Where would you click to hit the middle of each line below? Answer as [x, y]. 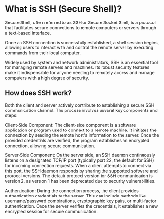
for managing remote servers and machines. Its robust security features [77, 67]
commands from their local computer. [43, 53]
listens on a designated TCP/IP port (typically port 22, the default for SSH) [80, 160]
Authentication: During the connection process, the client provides [72, 190]
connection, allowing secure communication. [50, 146]
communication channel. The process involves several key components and [81, 110]
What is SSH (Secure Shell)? [63, 9]
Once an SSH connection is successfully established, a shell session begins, [82, 42]
